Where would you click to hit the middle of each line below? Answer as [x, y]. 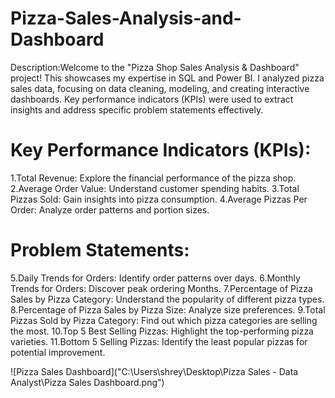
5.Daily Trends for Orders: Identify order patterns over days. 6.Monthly [155, 278]
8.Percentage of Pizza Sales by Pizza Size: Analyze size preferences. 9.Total [168, 309]
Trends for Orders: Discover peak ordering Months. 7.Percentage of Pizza [161, 288]
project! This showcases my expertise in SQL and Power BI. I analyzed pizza [167, 78]
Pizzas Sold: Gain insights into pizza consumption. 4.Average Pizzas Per [159, 199]
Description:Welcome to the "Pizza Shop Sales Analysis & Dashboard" [155, 67]
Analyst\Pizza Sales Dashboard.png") [87, 382]
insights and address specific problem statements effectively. [137, 109]
